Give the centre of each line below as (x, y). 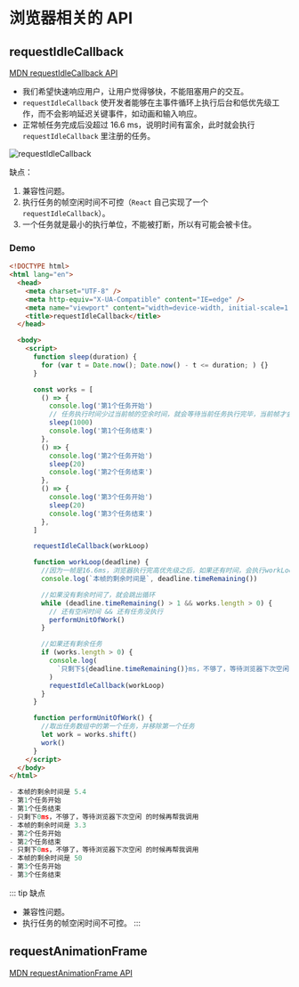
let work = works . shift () (89, 735)
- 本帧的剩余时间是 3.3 (48, 825)
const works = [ (63, 389)
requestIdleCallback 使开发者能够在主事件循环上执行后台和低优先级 (147, 102)
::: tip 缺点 (28, 893)
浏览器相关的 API (71, 18)
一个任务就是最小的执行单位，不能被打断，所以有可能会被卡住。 (139, 224)
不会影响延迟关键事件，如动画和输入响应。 (124, 113)
